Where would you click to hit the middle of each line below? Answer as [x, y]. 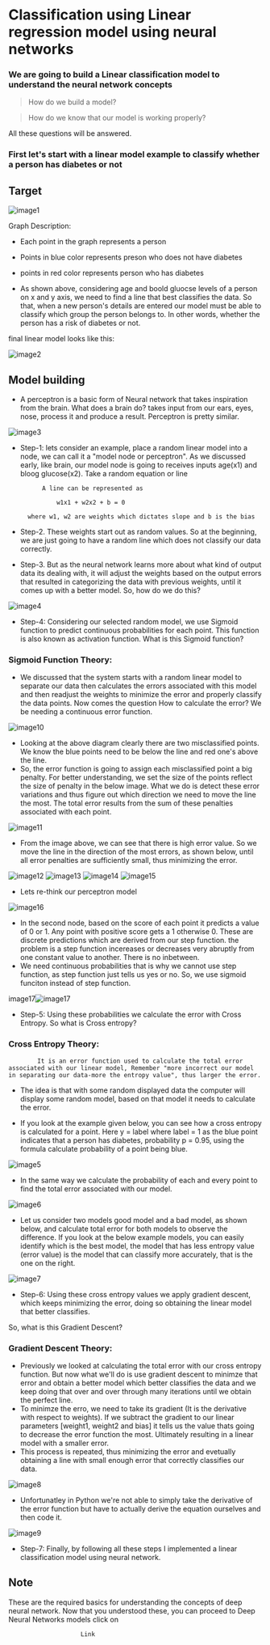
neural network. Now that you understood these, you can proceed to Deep [132, 1610]
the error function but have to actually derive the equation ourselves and [140, 1508]
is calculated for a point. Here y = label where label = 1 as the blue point [139, 1131]
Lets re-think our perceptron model [78, 892]
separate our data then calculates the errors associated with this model [138, 686]
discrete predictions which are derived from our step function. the [129, 941]
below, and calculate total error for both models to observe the [124, 1228]
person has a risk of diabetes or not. [80, 323]
